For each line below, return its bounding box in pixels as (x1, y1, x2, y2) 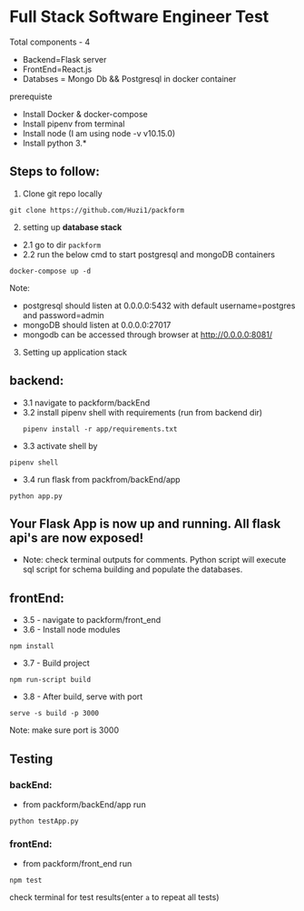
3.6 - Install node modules (22, 625, 121, 636)
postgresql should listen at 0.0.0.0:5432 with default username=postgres (22, 300, 296, 311)
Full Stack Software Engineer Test (9, 6, 270, 27)
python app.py (9, 491, 64, 501)
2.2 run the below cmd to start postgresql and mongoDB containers (22, 248, 275, 260)
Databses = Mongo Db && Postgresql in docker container (22, 73, 237, 84)
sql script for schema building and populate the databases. (22, 564, 243, 575)
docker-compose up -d (9, 266, 92, 275)
